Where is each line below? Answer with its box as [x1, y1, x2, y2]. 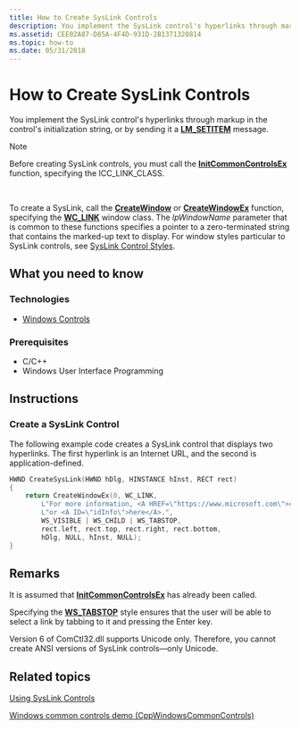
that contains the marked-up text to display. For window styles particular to [9, 231, 286, 242]
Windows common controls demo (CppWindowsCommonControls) [9, 710, 254, 721]
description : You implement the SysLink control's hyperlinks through [9, 21, 278, 30]
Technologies [9, 293, 70, 306]
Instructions [9, 391, 79, 406]
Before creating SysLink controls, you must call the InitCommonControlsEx [9, 158, 287, 170]
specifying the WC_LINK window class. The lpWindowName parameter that [9, 212, 287, 223]
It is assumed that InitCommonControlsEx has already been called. [9, 590, 257, 600]
